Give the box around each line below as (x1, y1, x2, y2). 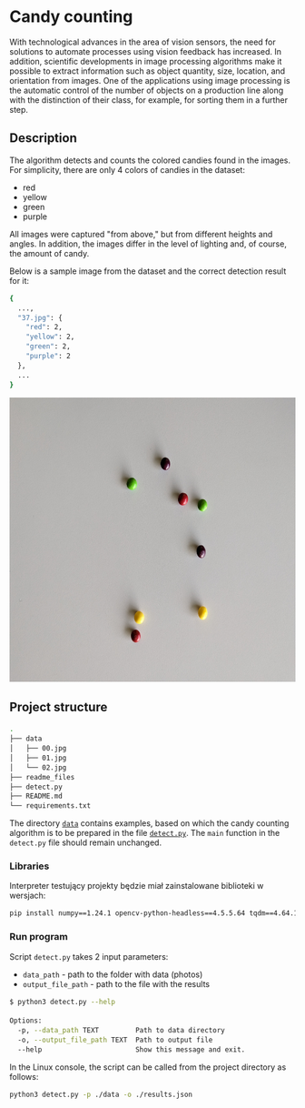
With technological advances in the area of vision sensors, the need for (9, 36, 276, 47)
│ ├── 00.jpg (9, 744, 67, 753)
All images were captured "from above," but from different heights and (9, 228, 273, 239)
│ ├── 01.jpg (9, 753, 67, 762)
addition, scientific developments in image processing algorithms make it (9, 55, 282, 66)
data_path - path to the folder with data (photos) (22, 969, 203, 980)
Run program (9, 931, 68, 943)
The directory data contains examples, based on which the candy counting (9, 818, 290, 829)
